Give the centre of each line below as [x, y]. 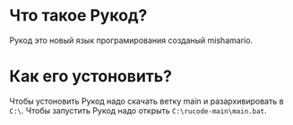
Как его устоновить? [91, 76]
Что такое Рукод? [78, 16]
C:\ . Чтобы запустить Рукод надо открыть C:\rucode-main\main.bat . [138, 110]
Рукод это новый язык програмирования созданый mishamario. [131, 40]
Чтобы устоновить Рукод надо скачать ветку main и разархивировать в [146, 101]
